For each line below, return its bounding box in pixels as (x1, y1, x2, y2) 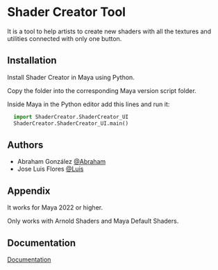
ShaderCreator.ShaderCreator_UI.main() (13, 119, 129, 127)
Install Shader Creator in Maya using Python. (7, 73, 135, 81)
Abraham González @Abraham (17, 158, 106, 166)
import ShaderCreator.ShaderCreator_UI (13, 113, 129, 120)
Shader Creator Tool (7, 4, 126, 20)
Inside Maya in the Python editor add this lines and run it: (7, 100, 170, 108)
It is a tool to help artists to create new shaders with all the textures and (7, 27, 212, 35)
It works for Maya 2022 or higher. (7, 203, 103, 212)
